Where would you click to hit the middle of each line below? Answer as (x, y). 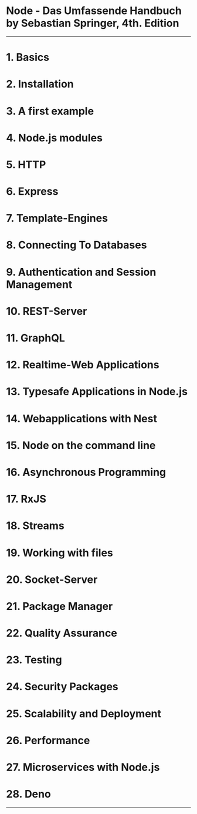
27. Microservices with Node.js (83, 767)
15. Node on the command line (81, 445)
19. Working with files (60, 553)
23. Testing (34, 660)
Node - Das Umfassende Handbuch (94, 11)
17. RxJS (26, 499)
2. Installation (40, 84)
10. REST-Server (47, 311)
